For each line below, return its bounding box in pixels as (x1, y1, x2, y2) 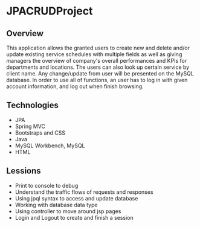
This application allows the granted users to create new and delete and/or (6, 44, 190, 51)
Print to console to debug (15, 182, 79, 189)
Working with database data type (15, 201, 98, 208)
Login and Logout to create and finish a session (15, 214, 134, 221)
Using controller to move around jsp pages (15, 207, 121, 215)
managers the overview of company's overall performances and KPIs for (6, 57, 187, 64)
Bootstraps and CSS (15, 129, 66, 136)
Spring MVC (15, 123, 46, 130)
